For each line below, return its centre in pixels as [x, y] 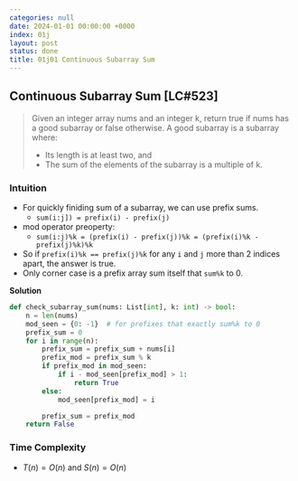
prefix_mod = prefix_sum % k [97, 358]
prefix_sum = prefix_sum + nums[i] [109, 349]
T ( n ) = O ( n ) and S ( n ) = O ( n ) [74, 467]
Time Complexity [48, 448]
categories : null [42, 18]
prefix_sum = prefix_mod [88, 416]
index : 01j [30, 34]
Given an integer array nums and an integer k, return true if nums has [160, 118]
